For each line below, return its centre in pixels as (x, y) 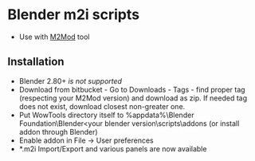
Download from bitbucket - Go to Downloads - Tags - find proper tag (132, 89)
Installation (36, 62)
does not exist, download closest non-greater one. (102, 106)
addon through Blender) (58, 132)
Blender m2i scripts (74, 15)
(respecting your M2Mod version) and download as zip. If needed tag (133, 98)
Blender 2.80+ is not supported (71, 80)
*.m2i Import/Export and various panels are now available (113, 148)
